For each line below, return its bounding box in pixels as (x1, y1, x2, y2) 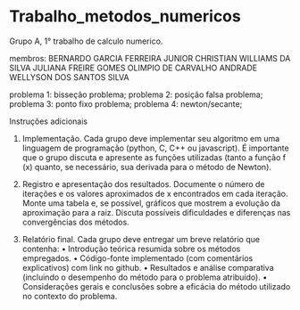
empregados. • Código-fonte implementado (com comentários (21, 252, 254, 264)
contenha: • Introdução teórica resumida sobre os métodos (21, 243, 241, 254)
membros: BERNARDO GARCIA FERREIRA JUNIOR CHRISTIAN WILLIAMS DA (9, 53, 291, 63)
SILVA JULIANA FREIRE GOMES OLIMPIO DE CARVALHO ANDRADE (9, 62, 257, 73)
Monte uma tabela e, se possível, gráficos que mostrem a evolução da (21, 198, 281, 208)
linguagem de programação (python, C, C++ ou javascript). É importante (21, 143, 289, 153)
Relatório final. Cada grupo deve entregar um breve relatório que (21, 233, 261, 244)
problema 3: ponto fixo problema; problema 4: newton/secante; (9, 98, 243, 109)
